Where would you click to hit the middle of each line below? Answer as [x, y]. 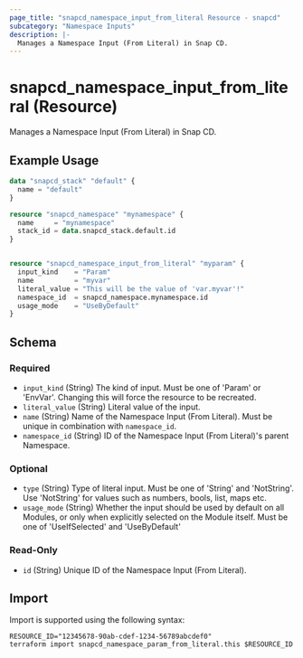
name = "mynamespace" [66, 222]
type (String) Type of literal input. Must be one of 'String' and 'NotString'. [158, 488]
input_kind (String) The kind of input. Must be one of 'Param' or [142, 387]
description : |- [40, 34]
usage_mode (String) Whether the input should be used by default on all [153, 508]
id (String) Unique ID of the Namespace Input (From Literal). [134, 569]
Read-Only [34, 550]
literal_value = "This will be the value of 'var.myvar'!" [131, 289]
